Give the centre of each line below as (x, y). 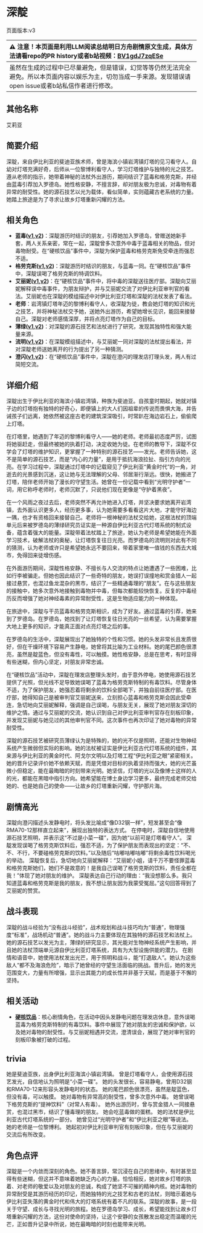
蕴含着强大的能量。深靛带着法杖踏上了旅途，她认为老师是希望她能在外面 (107, 532)
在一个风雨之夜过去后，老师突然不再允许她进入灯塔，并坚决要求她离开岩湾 (99, 502)
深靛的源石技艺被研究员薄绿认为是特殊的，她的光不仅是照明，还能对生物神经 (101, 741)
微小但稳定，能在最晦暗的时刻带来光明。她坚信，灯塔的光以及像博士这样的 (99, 771)
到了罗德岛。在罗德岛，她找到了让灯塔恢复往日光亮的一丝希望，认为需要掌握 (101, 619)
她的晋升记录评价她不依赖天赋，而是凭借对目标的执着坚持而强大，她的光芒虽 (101, 764)
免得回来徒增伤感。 (40, 555)
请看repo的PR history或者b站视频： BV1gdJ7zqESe (89, 56)
